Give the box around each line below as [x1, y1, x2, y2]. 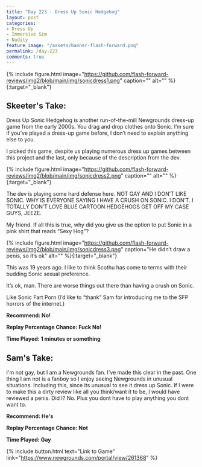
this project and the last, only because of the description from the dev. [6, 154, 181, 161]
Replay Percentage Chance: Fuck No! [6, 324, 101, 331]
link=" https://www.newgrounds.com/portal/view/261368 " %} [6, 454, 158, 462]
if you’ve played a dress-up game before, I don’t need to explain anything [6, 129, 189, 137]
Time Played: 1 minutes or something [6, 335, 101, 343]
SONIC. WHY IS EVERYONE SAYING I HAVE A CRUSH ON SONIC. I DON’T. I [6, 197, 194, 204]
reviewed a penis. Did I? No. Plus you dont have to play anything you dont [6, 395, 189, 402]
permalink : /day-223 [6, 48, 58, 54]
